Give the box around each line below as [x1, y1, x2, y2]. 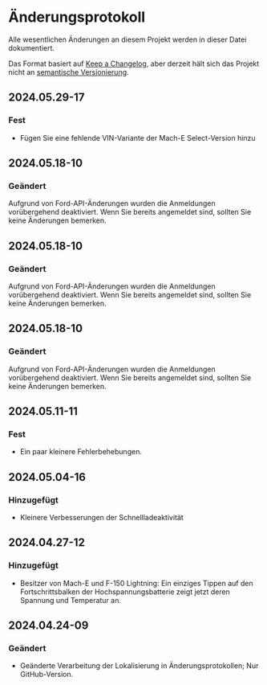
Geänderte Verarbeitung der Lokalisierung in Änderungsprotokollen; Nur [19, 661, 259, 671]
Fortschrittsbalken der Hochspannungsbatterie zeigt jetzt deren [19, 587, 230, 597]
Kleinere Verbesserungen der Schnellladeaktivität [19, 513, 184, 523]
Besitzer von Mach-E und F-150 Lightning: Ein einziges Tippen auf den [19, 578, 254, 588]
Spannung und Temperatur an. [19, 595, 122, 605]
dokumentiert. [8, 43, 55, 52]
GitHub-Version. [19, 670, 74, 679]
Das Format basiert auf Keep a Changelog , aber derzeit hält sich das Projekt [8, 59, 260, 68]
